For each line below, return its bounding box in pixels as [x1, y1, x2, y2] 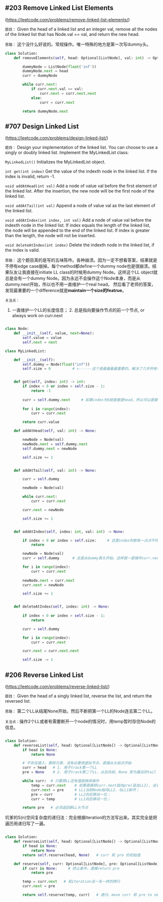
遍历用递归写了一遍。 [5, 821, 48, 826]
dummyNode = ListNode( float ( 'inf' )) [22, 64, 97, 69]
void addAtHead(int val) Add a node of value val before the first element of [5, 183, 157, 189]
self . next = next [22, 339, 57, 345]
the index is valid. [5, 247, 40, 253]
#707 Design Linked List [5, 122, 79, 130]
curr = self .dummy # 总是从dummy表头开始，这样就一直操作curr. [22, 556, 153, 561]
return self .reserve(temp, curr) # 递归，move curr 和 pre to [22, 892, 152, 898]
